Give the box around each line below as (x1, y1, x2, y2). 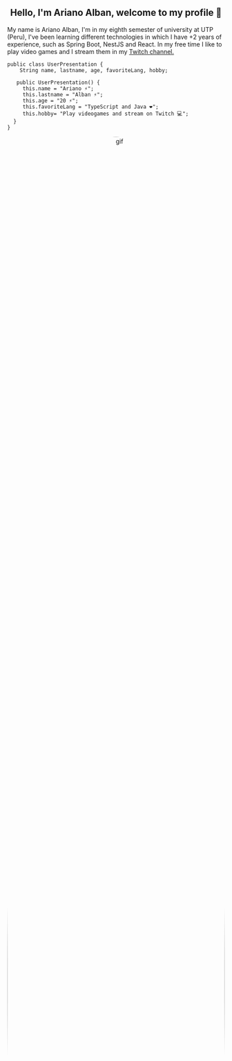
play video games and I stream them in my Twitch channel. (7, 47, 175, 55)
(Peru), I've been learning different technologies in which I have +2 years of (7, 33, 222, 41)
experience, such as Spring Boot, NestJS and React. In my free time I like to (7, 40, 222, 49)
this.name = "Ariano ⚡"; (22, 85, 95, 92)
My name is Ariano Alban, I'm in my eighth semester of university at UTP (7, 25, 214, 33)
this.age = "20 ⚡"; (22, 97, 79, 104)
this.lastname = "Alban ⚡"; (22, 91, 104, 98)
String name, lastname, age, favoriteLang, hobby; (19, 67, 168, 73)
